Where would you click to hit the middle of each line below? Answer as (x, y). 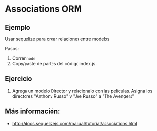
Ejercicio (19, 79)
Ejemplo (18, 27)
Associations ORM (44, 9)
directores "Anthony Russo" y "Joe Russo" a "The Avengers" (73, 96)
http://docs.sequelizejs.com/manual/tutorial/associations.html (75, 123)
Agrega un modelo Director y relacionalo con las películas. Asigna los (82, 91)
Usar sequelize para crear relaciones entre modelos (57, 39)
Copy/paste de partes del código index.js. (54, 63)
